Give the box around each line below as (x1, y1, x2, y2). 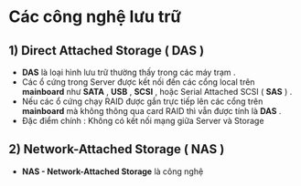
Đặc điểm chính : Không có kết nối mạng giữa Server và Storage (21, 116, 264, 126)
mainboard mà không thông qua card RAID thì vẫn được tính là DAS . (21, 106, 282, 116)
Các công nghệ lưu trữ (8, 6, 182, 27)
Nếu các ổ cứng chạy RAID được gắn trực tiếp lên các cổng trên (21, 96, 263, 107)
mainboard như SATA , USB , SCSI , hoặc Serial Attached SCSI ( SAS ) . (21, 87, 293, 97)
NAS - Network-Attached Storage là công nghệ (21, 166, 204, 177)
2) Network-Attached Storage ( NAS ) (8, 141, 225, 157)
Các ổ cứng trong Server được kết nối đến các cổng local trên (21, 77, 255, 88)
